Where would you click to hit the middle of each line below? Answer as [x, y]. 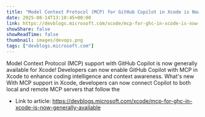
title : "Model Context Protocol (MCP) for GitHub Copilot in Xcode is [98, 12]
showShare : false [28, 29]
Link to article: [33, 101]
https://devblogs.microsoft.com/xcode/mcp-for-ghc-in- [122, 101]
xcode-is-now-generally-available [58, 107]
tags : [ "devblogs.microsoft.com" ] [50, 46]
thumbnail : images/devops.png [45, 40]
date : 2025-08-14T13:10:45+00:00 [49, 18]
